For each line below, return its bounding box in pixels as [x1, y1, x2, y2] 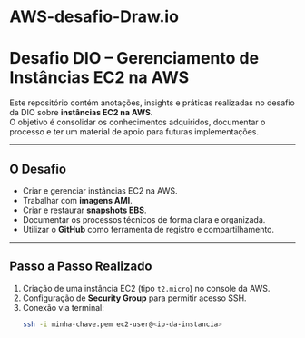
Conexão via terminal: [22, 302, 104, 313]
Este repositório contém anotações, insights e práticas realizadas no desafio [9, 97, 295, 108]
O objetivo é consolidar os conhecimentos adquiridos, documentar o [9, 116, 266, 128]
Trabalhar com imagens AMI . [22, 194, 133, 205]
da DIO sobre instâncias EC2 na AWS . [9, 107, 153, 118]
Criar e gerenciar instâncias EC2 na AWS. [22, 184, 178, 196]
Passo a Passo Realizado [9, 259, 152, 274]
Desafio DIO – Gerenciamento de [9, 48, 260, 69]
